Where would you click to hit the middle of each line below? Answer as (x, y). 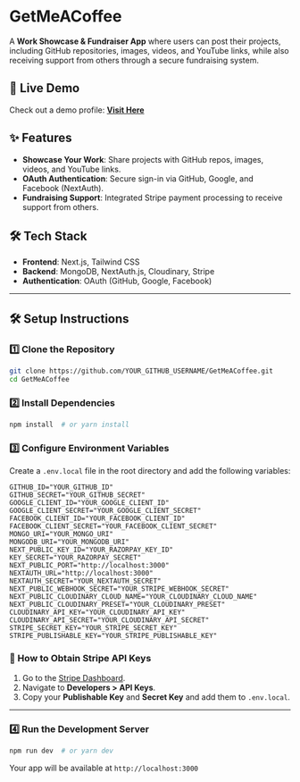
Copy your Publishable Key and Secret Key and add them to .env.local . (156, 697)
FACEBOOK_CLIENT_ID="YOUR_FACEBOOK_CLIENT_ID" (97, 519)
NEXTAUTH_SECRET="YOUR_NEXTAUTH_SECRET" (86, 581)
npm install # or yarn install (69, 425)
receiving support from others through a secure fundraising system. (134, 60)
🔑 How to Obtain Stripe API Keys (80, 659)
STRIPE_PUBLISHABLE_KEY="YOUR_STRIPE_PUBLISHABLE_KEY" (113, 636)
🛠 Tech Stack (48, 235)
